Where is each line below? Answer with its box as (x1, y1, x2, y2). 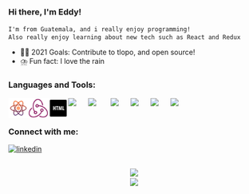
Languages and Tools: (8, 79, 96, 90)
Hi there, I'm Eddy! (8, 6, 82, 18)
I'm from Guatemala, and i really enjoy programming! (8, 26, 192, 34)
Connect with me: (8, 126, 79, 137)
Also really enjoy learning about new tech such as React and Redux (8, 34, 241, 42)
